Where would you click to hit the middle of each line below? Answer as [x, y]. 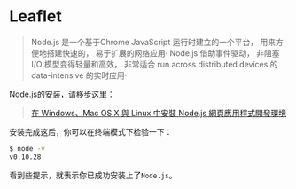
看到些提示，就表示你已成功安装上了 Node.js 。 [93, 175]
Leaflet [35, 16]
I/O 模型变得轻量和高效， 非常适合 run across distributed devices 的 [154, 64]
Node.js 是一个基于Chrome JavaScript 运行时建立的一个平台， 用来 [153, 42]
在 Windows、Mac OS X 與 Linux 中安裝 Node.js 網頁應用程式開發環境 [159, 113]
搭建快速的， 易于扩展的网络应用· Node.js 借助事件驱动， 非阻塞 [164, 53]
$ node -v [27, 148]
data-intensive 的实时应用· [79, 75]
